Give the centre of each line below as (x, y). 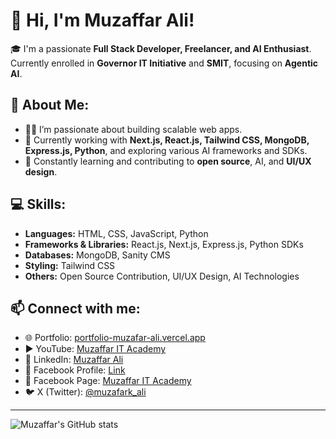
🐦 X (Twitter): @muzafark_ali (85, 392)
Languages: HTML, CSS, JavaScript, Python (116, 233)
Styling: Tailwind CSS (70, 265)
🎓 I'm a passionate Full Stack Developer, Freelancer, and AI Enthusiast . (161, 48)
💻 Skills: (38, 204)
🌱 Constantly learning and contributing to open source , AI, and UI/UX (168, 161)
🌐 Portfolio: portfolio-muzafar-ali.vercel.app (115, 338)
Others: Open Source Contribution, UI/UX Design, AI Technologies (162, 276)
